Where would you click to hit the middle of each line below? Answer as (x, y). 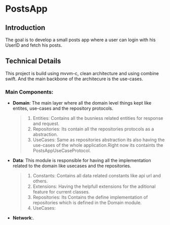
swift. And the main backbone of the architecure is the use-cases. (74, 79)
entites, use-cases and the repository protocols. (63, 108)
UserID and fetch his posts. (34, 45)
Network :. (23, 218)
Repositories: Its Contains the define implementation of (90, 197)
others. (40, 181)
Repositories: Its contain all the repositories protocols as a (93, 129)
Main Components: (29, 92)
